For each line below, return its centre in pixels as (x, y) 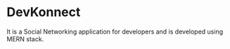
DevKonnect (44, 12)
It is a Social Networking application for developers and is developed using (115, 31)
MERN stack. (25, 38)
